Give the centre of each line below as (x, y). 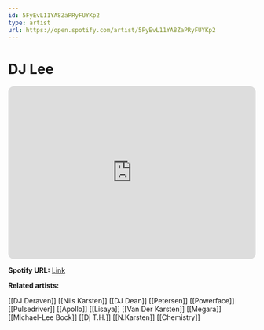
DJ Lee (31, 69)
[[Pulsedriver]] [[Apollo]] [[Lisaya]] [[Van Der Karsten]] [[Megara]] (115, 309)
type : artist (29, 23)
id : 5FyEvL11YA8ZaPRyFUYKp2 (54, 15)
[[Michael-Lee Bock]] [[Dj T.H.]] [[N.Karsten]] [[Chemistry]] (104, 317)
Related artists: (34, 286)
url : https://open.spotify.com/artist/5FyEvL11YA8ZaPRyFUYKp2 (112, 30)
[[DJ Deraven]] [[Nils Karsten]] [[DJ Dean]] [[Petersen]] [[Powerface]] (121, 301)
